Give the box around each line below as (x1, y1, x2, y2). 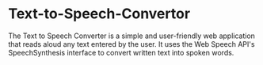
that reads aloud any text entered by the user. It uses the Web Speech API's (8, 39, 255, 48)
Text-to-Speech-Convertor (8, 5, 191, 23)
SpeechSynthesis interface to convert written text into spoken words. (8, 48, 234, 57)
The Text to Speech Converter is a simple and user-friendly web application (8, 31, 256, 40)
